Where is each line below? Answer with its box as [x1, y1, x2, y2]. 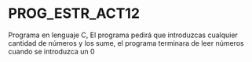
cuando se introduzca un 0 [8, 46, 96, 56]
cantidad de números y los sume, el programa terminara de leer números [8, 38, 245, 47]
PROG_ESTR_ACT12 [8, 5, 140, 22]
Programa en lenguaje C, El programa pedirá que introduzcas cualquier [8, 30, 238, 40]
